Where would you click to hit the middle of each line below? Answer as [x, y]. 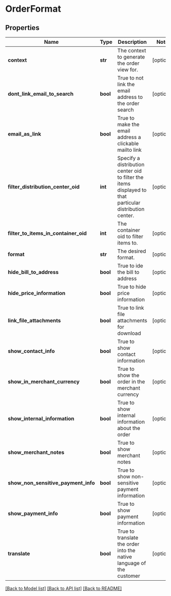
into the [126, 550]
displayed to [132, 190]
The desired [132, 251]
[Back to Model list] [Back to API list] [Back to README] [64, 588]
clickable [128, 143]
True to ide [130, 266]
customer [129, 576]
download [129, 333]
